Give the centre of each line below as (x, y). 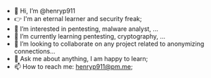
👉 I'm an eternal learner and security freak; (78, 19)
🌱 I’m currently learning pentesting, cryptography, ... (90, 36)
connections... (35, 51)
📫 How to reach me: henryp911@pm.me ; (73, 66)
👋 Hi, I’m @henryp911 (45, 11)
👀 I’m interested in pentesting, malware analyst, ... (86, 29)
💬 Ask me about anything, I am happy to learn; (81, 59)
